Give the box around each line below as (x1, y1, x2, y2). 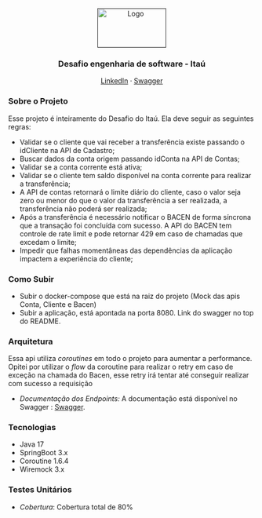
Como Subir (8, 273, 55, 284)
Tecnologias (8, 422, 56, 433)
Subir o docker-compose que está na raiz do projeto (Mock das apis (19, 291, 241, 301)
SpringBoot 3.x (19, 448, 68, 458)
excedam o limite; (19, 237, 77, 246)
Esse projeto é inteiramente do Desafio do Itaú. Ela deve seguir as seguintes (8, 114, 254, 123)
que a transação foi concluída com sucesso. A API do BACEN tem (19, 221, 232, 230)
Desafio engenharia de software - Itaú (57, 58, 206, 69)
